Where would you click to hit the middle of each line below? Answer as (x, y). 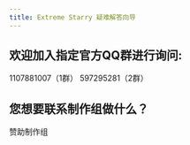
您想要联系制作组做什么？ (79, 108)
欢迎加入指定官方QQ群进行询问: (96, 55)
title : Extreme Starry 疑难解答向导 (72, 17)
